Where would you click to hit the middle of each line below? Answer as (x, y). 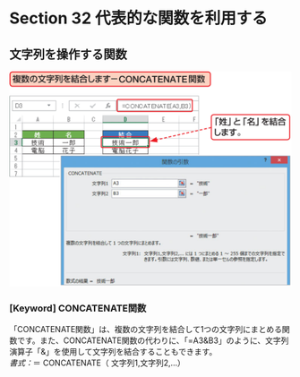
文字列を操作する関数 (68, 54)
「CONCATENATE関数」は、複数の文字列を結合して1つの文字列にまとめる (146, 330)
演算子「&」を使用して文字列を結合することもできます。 (113, 352)
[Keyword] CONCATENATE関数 (78, 308)
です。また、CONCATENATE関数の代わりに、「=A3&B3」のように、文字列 (153, 340)
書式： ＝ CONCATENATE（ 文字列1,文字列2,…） (98, 363)
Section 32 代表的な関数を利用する (138, 18)
